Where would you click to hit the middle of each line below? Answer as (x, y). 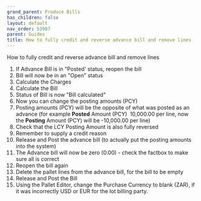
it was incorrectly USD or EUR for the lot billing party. (82, 191)
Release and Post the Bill (46, 178)
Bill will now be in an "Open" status (59, 75)
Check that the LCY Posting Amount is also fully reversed (87, 127)
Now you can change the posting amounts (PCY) (77, 101)
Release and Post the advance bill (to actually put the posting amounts (104, 140)
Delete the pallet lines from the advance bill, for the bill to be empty (99, 172)
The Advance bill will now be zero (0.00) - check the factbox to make (102, 153)
